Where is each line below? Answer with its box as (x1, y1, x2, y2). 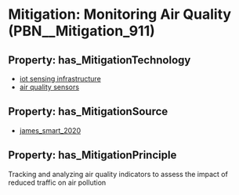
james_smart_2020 (19, 125, 81, 135)
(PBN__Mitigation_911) (8, 22, 155, 40)
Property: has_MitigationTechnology (8, 53, 191, 67)
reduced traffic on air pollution (8, 178, 107, 187)
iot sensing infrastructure (19, 74, 102, 83)
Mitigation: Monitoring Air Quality (8, 5, 232, 23)
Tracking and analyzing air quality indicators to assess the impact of (8, 169, 229, 179)
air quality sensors (19, 82, 80, 92)
